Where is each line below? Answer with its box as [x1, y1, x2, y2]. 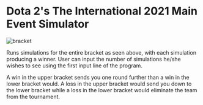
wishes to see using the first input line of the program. [6, 62, 142, 69]
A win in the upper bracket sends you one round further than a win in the [6, 73, 190, 81]
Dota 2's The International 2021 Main [6, 4, 197, 18]
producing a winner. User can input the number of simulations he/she [6, 55, 182, 63]
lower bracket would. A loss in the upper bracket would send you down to [6, 80, 192, 87]
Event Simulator [6, 17, 89, 31]
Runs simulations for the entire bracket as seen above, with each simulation [6, 49, 197, 56]
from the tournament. [6, 93, 60, 100]
